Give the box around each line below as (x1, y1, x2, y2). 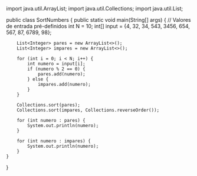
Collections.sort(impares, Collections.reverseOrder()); (17, 107, 160, 113)
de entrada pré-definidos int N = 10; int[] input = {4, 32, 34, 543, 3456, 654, (6, 23, 191, 29)
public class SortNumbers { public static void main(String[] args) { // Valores (6, 16, 192, 23)
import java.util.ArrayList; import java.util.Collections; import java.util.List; (6, 5, 183, 12)
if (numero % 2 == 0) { (27, 66, 86, 72)
